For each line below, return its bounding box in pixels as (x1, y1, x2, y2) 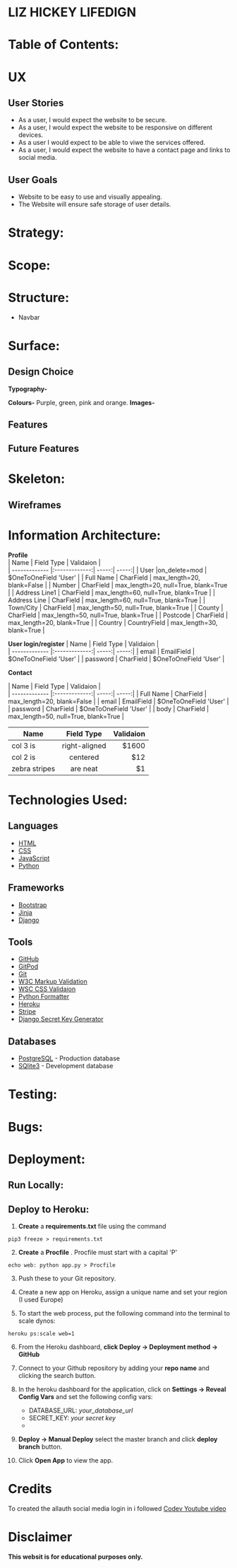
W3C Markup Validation (18, 977, 87, 986)
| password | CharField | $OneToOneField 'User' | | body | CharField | (8, 704, 209, 713)
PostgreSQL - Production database (18, 1054, 121, 1063)
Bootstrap (18, 901, 47, 909)
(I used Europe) (18, 1295, 63, 1304)
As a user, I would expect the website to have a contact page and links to (18, 146, 231, 154)
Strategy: (8, 225, 64, 241)
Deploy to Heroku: (8, 1203, 90, 1215)
